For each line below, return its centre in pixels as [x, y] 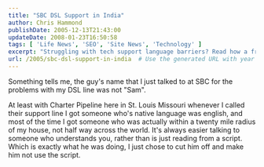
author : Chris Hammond [45, 23]
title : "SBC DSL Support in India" [66, 15]
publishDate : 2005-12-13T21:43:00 [65, 30]
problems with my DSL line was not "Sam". [77, 89]
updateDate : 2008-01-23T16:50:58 [63, 37]
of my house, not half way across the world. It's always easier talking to [124, 129]
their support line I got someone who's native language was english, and [126, 113]
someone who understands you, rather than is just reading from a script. [125, 138]
